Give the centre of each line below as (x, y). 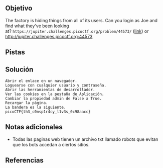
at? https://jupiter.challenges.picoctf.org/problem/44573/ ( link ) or (77, 31)
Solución (19, 69)
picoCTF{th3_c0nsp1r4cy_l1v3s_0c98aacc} (48, 112)
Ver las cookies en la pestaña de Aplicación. (55, 94)
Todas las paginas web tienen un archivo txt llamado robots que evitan (85, 139)
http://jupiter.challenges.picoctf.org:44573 (49, 36)
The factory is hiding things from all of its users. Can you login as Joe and (81, 20)
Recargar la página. (27, 103)
